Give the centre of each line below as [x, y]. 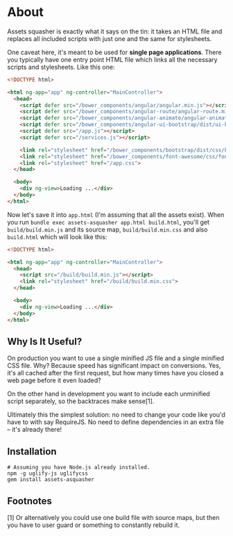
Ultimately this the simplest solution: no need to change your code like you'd [116, 415]
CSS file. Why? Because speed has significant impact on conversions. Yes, [114, 366]
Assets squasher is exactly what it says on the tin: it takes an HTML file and [115, 31]
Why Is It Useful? [45, 341]
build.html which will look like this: [57, 236]
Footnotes [29, 501]
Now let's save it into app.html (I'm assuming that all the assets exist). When [116, 214]
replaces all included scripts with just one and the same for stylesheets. [110, 38]
